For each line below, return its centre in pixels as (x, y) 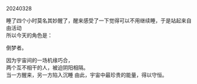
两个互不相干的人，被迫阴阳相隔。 (47, 68)
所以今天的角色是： (29, 35)
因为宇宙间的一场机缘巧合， (40, 60)
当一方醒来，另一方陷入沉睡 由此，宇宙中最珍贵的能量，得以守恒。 (87, 75)
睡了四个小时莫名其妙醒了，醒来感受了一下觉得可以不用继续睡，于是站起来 (96, 21)
